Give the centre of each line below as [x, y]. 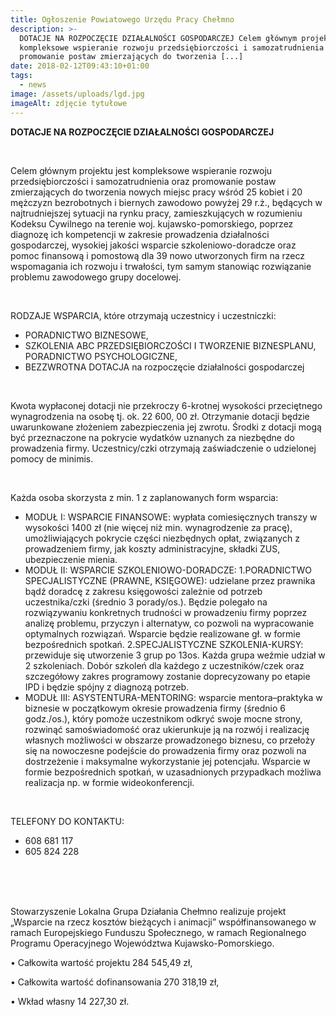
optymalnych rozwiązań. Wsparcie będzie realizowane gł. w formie [162, 633]
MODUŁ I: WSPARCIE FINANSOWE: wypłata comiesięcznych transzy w [171, 517]
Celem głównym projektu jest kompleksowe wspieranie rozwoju [141, 170]
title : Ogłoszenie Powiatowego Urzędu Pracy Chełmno [122, 19]
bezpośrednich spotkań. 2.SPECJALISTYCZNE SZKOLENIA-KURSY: [164, 644]
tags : [21, 76]
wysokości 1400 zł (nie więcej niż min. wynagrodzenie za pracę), [158, 527]
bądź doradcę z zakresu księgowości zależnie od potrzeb [143, 591]
